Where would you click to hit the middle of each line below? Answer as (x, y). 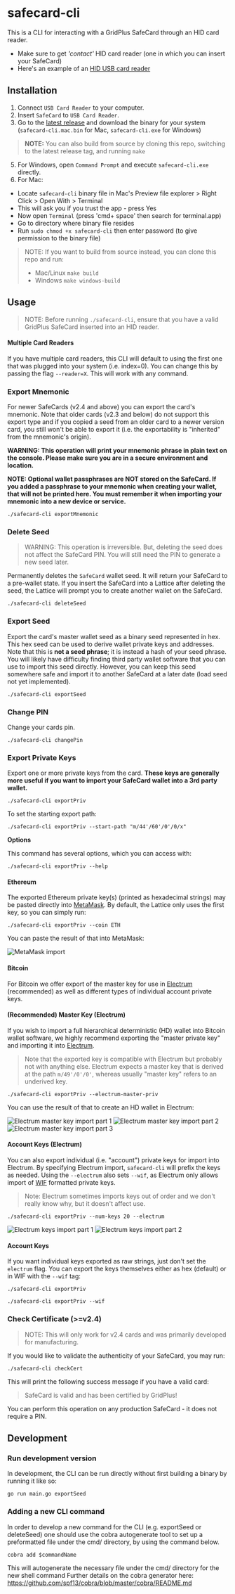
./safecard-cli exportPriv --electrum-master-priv (83, 1094)
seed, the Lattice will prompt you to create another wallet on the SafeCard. (115, 591)
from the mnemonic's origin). (49, 437)
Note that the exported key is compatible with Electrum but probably (123, 1059)
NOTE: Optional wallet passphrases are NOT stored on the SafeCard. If (112, 479)
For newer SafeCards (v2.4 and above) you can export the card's (101, 407)
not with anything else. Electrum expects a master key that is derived (124, 1066)
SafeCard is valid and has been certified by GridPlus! (101, 1395)
